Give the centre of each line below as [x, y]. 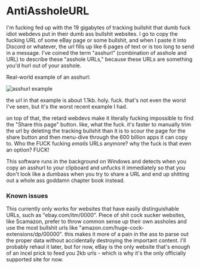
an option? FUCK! [28, 150]
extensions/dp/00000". [35, 234]
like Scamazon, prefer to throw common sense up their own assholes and [96, 221]
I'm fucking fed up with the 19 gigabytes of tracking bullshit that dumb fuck [99, 27]
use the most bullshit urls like [42, 228]
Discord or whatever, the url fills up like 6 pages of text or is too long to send [100, 47]
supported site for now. [35, 259]
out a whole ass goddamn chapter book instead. [66, 180]
